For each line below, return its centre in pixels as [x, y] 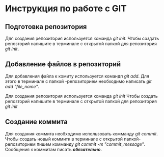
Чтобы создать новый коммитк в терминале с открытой [64, 139]
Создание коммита [36, 122]
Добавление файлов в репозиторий [63, 64]
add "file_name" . [22, 86]
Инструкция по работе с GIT [66, 9]
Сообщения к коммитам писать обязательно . [54, 149]
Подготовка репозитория [46, 27]
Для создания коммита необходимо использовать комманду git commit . [82, 133]
